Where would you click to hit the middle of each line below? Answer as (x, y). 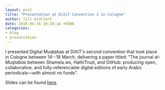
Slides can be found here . (32, 82)
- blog (12, 33)
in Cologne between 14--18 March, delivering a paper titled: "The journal (79, 57)
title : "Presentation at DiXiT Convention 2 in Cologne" (65, 14)
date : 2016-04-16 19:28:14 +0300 (40, 24)
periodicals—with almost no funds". (41, 73)
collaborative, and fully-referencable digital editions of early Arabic (74, 67)
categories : (17, 28)
